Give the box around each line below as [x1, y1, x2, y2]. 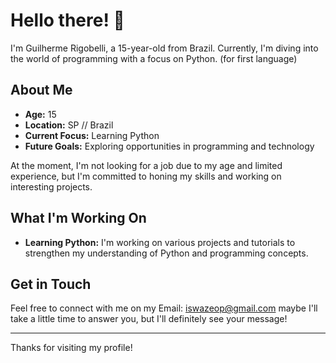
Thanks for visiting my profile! [10, 342, 133, 354]
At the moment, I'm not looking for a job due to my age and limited [10, 159, 283, 171]
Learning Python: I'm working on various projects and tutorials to [24, 236, 296, 248]
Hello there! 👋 [10, 9, 125, 32]
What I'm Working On [10, 210, 147, 227]
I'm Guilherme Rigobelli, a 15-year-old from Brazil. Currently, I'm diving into [10, 42, 319, 54]
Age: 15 [24, 108, 57, 120]
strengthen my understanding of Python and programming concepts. [24, 247, 309, 259]
